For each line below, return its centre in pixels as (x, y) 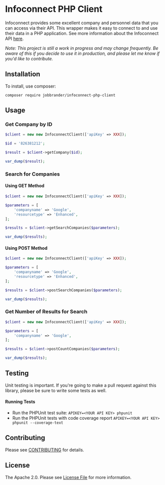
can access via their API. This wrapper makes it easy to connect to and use (81, 28)
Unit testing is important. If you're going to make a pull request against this (81, 385)
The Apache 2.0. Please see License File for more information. (68, 477)
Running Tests (20, 402)
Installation (23, 74)
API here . (14, 39)
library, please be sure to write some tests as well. (56, 390)
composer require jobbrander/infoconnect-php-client (60, 95)
